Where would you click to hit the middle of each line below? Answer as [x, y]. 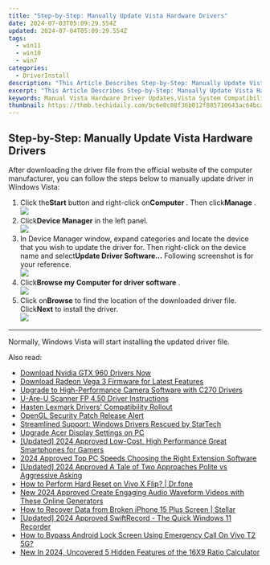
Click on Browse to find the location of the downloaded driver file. [128, 300]
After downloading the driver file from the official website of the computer [131, 170]
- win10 [29, 53]
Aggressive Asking [51, 475]
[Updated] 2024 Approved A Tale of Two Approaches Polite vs [123, 466]
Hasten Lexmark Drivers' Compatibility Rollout [96, 407]
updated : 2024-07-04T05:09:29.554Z [68, 31]
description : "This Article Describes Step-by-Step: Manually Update [127, 83]
